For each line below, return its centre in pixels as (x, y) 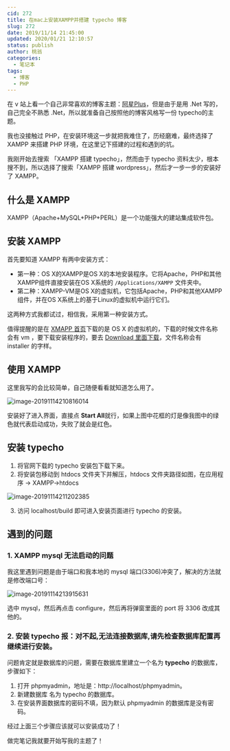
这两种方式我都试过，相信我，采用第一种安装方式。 (79, 314)
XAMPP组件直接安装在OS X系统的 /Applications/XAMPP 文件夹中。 (111, 282)
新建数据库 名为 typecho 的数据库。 (67, 695)
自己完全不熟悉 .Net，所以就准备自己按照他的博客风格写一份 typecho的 (107, 113)
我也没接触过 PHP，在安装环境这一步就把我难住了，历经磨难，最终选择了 (111, 136)
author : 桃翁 (25, 52)
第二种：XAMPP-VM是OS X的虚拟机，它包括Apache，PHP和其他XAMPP (119, 291)
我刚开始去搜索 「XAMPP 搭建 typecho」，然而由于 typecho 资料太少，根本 (113, 159)
